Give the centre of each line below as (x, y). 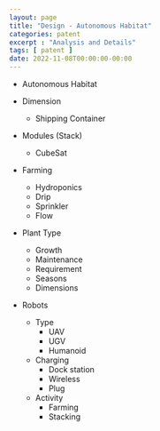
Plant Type (42, 233)
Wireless (65, 379)
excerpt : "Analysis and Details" (73, 42)
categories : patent (45, 34)
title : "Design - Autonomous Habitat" (80, 26)
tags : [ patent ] (41, 51)
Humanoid (67, 351)
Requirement (58, 269)
